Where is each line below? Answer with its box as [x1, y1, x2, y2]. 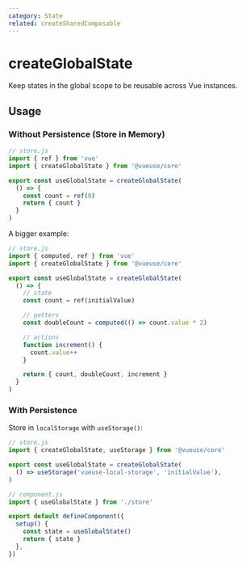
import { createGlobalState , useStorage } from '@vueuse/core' [8, 446, 226, 454]
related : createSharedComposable [8, 19, 121, 27]
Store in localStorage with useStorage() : [8, 423, 144, 433]
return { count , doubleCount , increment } [23, 370, 168, 378]
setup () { [15, 520, 48, 528]
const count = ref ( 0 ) [23, 192, 95, 200]
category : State [8, 11, 63, 20]
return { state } [23, 535, 81, 543]
